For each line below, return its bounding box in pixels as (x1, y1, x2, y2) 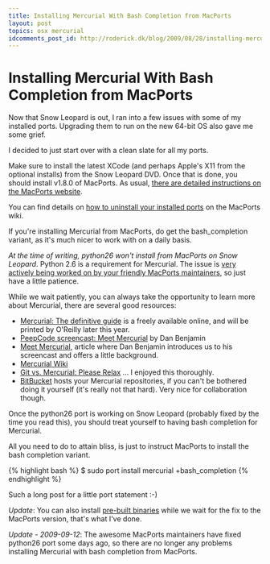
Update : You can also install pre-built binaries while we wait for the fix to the (8, 505, 261, 516)
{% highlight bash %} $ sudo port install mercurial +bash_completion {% (8, 466, 249, 475)
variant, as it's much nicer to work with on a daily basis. (8, 235, 193, 245)
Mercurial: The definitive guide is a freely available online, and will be (19, 316, 249, 326)
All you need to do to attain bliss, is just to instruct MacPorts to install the (8, 442, 249, 451)
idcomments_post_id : (8, 34, 78, 43)
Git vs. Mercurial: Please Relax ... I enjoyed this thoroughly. (19, 367, 215, 377)
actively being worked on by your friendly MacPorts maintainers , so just (8, 267, 247, 278)
